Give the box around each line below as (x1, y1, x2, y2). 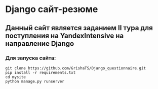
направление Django (5, 39, 74, 48)
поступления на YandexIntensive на (5, 31, 124, 40)
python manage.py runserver (5, 79, 65, 84)
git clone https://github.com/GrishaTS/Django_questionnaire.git (5, 65, 146, 71)
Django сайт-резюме (5, 4, 98, 15)
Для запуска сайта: (5, 54, 56, 61)
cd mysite (5, 74, 26, 79)
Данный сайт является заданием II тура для (5, 24, 153, 32)
